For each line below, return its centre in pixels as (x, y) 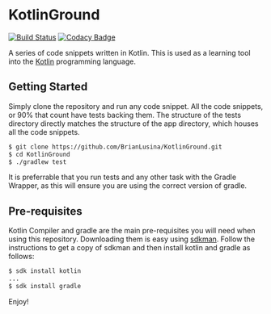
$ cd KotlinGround (39, 154)
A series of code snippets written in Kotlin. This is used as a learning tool (129, 52)
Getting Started (48, 87)
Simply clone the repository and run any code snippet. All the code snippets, (136, 106)
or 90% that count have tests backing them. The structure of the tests (125, 115)
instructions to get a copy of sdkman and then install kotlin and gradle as (129, 248)
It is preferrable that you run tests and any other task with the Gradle (123, 177)
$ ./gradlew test (38, 162)
